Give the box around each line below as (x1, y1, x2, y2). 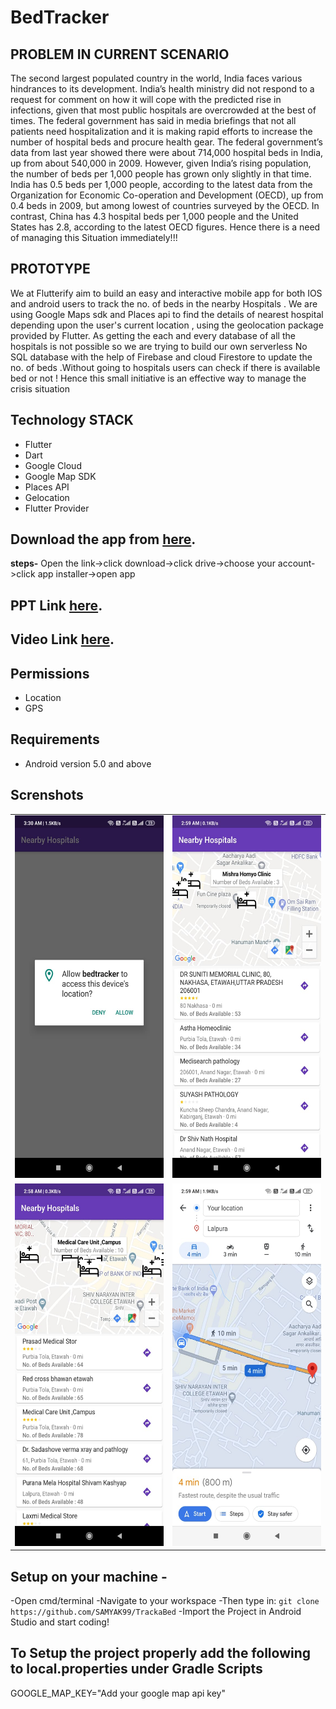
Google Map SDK (24, 470, 97, 482)
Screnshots (10, 787, 84, 804)
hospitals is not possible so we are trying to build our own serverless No (10, 340, 308, 352)
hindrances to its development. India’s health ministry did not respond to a (10, 83, 315, 95)
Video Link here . (10, 631, 115, 648)
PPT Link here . (10, 597, 103, 614)
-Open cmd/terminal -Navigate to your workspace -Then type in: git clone (10, 1594, 320, 1606)
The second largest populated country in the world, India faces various (10, 72, 303, 84)
